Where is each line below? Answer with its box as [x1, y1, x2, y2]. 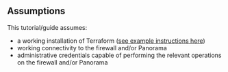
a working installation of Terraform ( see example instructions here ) [16, 37, 205, 45]
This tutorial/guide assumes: [7, 23, 88, 31]
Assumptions [7, 5, 66, 17]
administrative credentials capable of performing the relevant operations [16, 51, 222, 59]
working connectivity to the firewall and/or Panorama [16, 43, 168, 52]
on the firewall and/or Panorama [16, 58, 108, 67]
